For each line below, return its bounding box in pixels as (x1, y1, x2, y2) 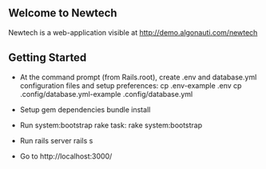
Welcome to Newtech (8, 6, 117, 20)
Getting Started (8, 51, 87, 65)
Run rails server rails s (19, 135, 93, 145)
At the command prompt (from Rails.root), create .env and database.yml (19, 72, 257, 82)
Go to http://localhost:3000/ (19, 151, 113, 161)
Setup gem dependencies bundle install (19, 104, 151, 115)
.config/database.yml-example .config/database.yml (19, 89, 193, 99)
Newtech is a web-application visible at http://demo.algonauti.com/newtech (8, 27, 258, 37)
